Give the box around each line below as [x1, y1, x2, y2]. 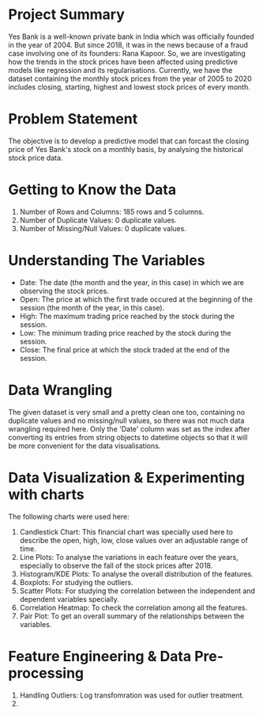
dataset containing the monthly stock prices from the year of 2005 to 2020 [8, 74, 252, 83]
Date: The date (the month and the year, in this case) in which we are [19, 277, 245, 287]
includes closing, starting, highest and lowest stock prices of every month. [8, 82, 250, 92]
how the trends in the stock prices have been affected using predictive [8, 57, 239, 67]
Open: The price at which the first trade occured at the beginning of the [19, 295, 253, 304]
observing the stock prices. [19, 286, 109, 295]
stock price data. [8, 153, 63, 162]
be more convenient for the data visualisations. [8, 441, 161, 451]
